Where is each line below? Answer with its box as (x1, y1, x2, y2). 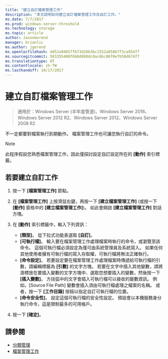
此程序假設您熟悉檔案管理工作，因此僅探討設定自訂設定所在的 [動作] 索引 (5, 151, 156, 157)
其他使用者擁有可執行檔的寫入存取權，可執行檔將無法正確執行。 (19, 251, 151, 257)
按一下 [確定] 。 (12, 311, 44, 317)
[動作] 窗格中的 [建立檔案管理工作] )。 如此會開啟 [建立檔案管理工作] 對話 (12, 204, 162, 210)
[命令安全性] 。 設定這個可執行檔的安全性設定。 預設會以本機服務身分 (19, 294, 162, 300)
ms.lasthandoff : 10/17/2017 (5, 68, 64, 73)
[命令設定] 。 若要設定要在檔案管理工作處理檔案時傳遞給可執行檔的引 (19, 257, 161, 263)
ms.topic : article (5, 31, 43, 36)
